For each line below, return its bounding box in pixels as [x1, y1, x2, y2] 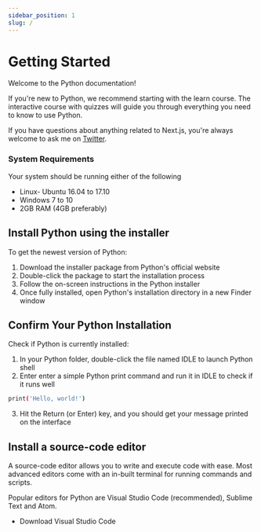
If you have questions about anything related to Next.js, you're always [8, 126, 234, 135]
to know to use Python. [8, 111, 83, 120]
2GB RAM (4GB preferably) [19, 204, 107, 213]
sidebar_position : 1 [8, 11, 76, 20]
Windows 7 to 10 [19, 195, 73, 204]
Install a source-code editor [8, 440, 147, 453]
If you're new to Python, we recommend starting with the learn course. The [8, 94, 251, 103]
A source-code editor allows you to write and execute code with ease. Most [8, 461, 253, 471]
